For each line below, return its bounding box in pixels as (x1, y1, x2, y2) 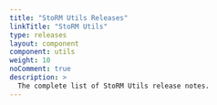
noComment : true (9, 65, 71, 74)
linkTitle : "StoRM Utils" (9, 22, 108, 31)
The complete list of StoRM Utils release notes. (17, 81, 210, 90)
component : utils (9, 47, 76, 57)
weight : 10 (9, 56, 51, 65)
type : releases (9, 30, 67, 39)
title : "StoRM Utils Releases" (9, 13, 129, 23)
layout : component (9, 38, 79, 48)
